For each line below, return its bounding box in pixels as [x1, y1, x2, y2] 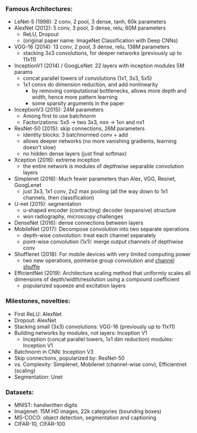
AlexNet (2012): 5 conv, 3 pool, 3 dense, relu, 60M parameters [14, 24, 166, 31]
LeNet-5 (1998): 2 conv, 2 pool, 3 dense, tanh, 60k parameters [14, 18, 166, 25]
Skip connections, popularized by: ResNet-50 [14, 354, 125, 361]
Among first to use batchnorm [22, 112, 96, 119]
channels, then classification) [22, 194, 95, 201]
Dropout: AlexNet [14, 316, 57, 324]
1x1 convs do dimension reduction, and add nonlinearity [22, 81, 159, 88]
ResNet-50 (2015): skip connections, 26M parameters [14, 125, 145, 132]
